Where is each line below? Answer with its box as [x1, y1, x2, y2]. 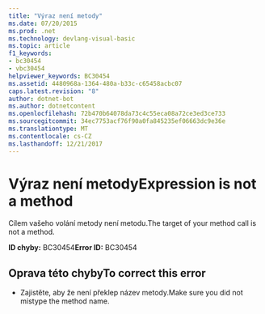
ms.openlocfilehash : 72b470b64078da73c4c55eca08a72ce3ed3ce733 [8, 110, 226, 118]
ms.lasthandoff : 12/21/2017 [8, 139, 103, 148]
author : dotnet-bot [8, 95, 74, 103]
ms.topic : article [8, 42, 70, 50]
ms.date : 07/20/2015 [8, 19, 78, 28]
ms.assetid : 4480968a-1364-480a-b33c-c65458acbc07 [8, 79, 183, 87]
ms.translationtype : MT [8, 125, 89, 133]
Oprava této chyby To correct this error [8, 266, 206, 280]
